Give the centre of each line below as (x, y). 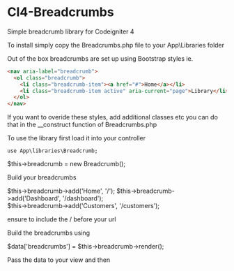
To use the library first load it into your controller (77, 138)
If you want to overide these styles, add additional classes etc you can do (112, 117)
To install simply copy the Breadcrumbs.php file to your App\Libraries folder (116, 45)
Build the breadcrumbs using (49, 233)
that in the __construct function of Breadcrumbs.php (82, 125)
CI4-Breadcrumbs (61, 12)
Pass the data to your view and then (59, 260)
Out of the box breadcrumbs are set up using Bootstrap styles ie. (100, 58)
